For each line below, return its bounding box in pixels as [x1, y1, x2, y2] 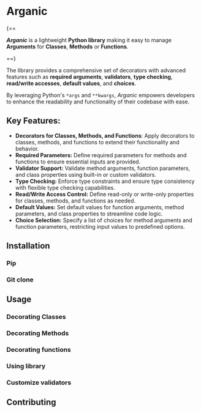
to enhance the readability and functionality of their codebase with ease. [6, 98, 190, 105]
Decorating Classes [6, 313, 66, 321]
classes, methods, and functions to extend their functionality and [15, 138, 180, 146]
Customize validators [6, 378, 72, 387]
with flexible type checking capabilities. [15, 184, 115, 191]
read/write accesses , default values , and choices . [6, 80, 137, 87]
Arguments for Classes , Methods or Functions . [6, 43, 129, 50]
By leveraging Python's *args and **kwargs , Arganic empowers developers [6, 91, 195, 99]
